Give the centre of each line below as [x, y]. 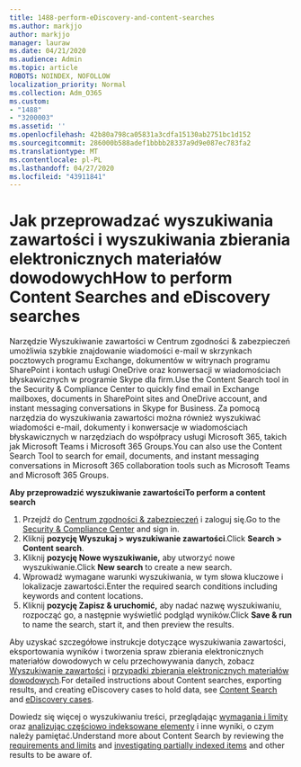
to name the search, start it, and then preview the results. [128, 625]
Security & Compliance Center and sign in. [101, 529]
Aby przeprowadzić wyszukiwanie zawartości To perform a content [137, 493]
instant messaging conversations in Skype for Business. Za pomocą [135, 408]
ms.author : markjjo [46, 26]
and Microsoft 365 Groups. [59, 475]
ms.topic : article [44, 68]
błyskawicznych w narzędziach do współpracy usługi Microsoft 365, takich [148, 437]
